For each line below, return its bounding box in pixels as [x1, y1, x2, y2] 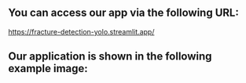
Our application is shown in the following [8, 50, 212, 63]
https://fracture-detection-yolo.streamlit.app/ [8, 27, 155, 36]
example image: [8, 62, 88, 75]
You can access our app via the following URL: [8, 6, 240, 20]
